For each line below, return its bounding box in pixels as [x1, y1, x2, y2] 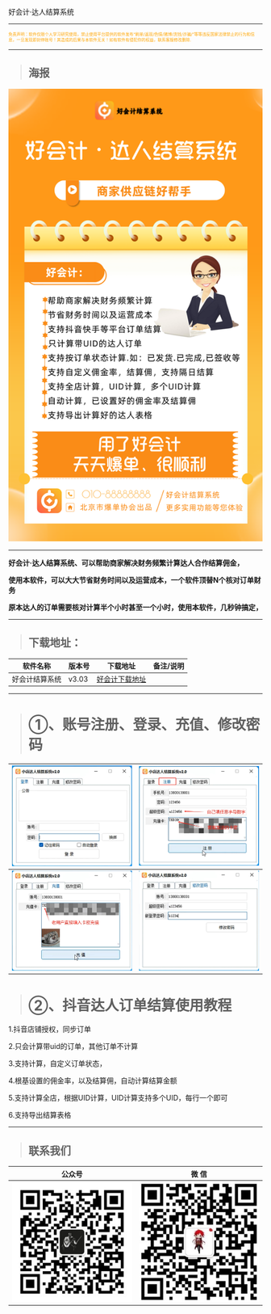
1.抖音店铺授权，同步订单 [8, 1025, 91, 1034]
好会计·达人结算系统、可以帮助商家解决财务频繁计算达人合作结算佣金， [8, 558, 244, 567]
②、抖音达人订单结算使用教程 [27, 996, 232, 1014]
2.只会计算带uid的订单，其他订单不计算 [8, 1042, 139, 1051]
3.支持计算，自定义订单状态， [8, 1059, 107, 1068]
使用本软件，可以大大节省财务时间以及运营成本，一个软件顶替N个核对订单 [8, 575, 254, 584]
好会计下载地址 [96, 674, 147, 684]
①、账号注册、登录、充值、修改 [27, 716, 246, 734]
